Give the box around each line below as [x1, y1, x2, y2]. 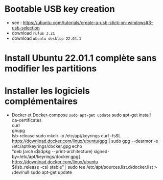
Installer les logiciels [4, 85, 90, 97]
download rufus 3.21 [11, 30, 55, 36]
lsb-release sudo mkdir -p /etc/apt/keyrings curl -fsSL [11, 133, 121, 139]
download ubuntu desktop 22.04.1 [11, 35, 82, 41]
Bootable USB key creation [4, 3, 116, 15]
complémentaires [4, 96, 78, 107]
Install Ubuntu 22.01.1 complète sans [4, 52, 157, 64]
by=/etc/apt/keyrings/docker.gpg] [11, 154, 80, 160]
